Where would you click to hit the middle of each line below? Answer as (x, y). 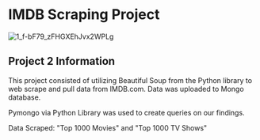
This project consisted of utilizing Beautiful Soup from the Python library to (130, 80)
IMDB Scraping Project (84, 15)
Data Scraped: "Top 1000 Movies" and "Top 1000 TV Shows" (108, 127)
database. (25, 97)
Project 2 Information (62, 61)
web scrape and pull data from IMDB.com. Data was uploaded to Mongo (126, 89)
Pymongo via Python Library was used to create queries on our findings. (126, 112)
